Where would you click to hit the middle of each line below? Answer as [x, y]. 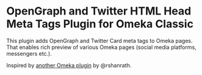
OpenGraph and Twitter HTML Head [99, 11]
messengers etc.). [29, 53]
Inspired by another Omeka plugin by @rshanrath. [69, 65]
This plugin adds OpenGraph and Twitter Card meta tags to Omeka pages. [99, 41]
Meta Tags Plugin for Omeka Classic [100, 24]
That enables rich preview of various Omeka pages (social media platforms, [101, 47]
